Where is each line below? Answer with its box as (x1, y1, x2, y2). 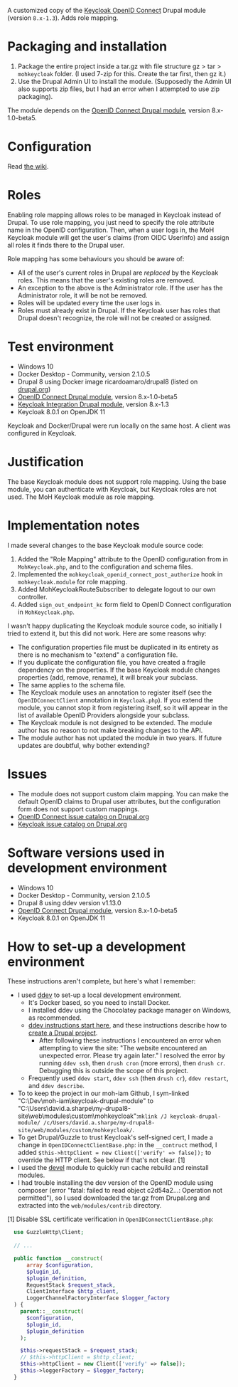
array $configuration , (26, 1261, 94, 1269)
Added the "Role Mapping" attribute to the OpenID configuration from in (17, 554, 229, 563)
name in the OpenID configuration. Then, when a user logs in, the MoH (7, 226, 215, 234)
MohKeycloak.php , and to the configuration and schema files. (17, 562, 193, 571)
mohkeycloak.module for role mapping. (17, 577, 128, 586)
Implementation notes (7, 517, 140, 533)
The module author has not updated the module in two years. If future (17, 733, 222, 742)
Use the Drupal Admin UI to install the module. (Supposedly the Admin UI (17, 77, 232, 85)
